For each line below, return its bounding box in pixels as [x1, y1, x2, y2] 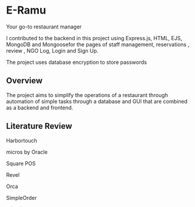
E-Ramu [6, 4, 46, 17]
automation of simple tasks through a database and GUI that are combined [6, 98, 188, 105]
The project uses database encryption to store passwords [6, 59, 147, 66]
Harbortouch [6, 137, 37, 144]
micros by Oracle [6, 148, 48, 156]
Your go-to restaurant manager [6, 23, 82, 30]
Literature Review [6, 121, 73, 131]
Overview [6, 76, 43, 86]
